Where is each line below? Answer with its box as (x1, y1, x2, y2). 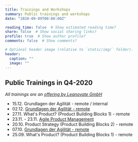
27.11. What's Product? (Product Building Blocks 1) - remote (12, 111, 130, 117)
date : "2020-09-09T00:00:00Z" (5, 16, 67, 21)
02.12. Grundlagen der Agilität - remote (12, 106, 90, 112)
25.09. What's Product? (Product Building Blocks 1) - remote (12, 132, 133, 138)
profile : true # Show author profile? (5, 34, 86, 39)
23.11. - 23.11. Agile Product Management (12, 116, 94, 122)
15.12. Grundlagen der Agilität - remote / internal (12, 101, 108, 107)
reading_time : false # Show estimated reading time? (5, 25, 117, 30)
